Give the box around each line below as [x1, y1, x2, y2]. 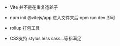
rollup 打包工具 [9, 25, 40, 31]
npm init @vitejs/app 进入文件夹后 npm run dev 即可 [9, 15, 116, 21]
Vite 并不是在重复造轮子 [9, 4, 58, 10]
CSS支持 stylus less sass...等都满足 [9, 36, 82, 41]
